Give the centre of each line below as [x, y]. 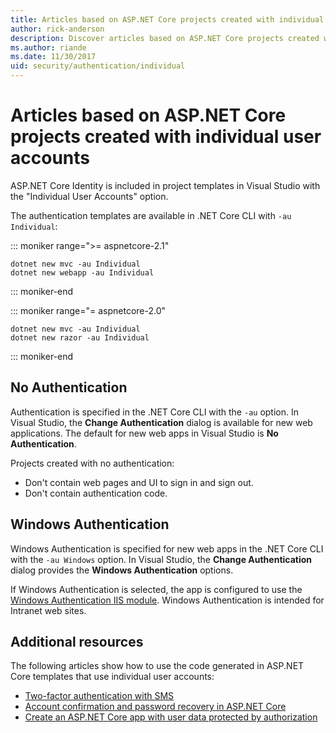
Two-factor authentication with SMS [99, 696]
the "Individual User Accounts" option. [89, 196]
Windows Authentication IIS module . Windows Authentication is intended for [167, 600]
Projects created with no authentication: [92, 463]
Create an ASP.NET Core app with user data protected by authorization [171, 717]
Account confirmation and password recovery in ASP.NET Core [155, 707]
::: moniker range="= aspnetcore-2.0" [88, 310]
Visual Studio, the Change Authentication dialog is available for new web [161, 422]
